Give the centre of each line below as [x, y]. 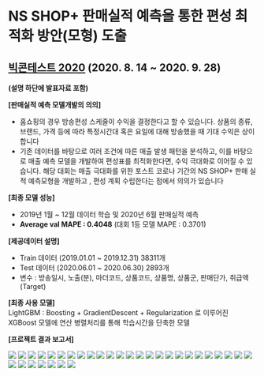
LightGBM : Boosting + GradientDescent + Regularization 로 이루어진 [118, 312]
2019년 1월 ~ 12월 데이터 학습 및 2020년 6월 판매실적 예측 [109, 214]
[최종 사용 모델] [32, 303]
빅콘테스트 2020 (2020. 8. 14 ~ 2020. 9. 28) [115, 68]
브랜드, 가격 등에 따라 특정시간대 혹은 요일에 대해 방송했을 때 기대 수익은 [130, 132]
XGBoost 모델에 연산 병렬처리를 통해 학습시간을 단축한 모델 [99, 322]
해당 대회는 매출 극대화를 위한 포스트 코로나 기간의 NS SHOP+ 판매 [145, 171]
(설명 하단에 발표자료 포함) [48, 88]
